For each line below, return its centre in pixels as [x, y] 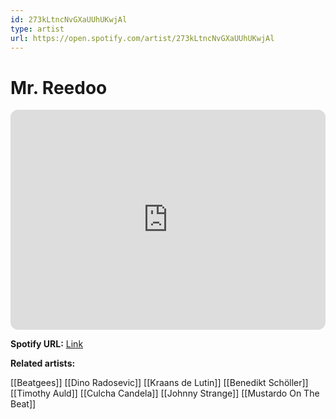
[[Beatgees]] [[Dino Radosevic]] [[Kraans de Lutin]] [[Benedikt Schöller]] [159, 383]
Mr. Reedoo [59, 87]
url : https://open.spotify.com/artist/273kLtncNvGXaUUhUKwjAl [142, 38]
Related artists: [43, 363]
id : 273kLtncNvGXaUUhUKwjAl [69, 19]
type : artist [37, 29]
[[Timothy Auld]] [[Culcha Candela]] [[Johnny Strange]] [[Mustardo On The [165, 393]
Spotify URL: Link [47, 344]
